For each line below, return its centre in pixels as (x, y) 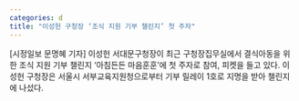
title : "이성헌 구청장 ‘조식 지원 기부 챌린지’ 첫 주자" (103, 26)
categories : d (36, 18)
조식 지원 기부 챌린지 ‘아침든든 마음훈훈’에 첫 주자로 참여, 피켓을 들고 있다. (149, 65)
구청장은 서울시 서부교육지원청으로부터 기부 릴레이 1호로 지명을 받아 (146, 76)
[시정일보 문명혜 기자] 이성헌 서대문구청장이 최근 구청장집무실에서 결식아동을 (145, 53)
